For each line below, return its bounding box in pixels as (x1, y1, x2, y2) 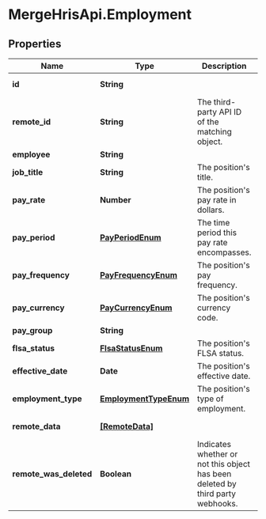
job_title (12, 167, 44, 177)
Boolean (100, 468, 132, 479)
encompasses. (196, 247, 252, 258)
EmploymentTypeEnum (100, 393, 190, 404)
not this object (196, 459, 251, 469)
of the (196, 116, 219, 127)
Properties (8, 37, 62, 51)
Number (100, 195, 132, 205)
